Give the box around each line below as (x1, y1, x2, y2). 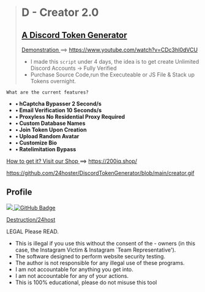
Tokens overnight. (30, 78, 76, 84)
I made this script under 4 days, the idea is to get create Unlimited (30, 58, 199, 65)
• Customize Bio (15, 139, 57, 146)
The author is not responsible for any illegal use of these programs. (15, 259, 185, 266)
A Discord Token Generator (21, 30, 127, 40)
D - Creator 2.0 (21, 6, 99, 20)
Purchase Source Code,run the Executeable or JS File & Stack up (30, 71, 195, 78)
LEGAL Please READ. (6, 228, 59, 235)
